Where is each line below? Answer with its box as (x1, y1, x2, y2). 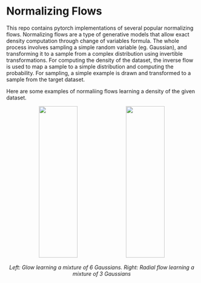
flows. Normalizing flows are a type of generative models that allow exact (6, 30, 189, 38)
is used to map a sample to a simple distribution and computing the (6, 62, 174, 70)
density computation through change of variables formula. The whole (6, 37, 180, 44)
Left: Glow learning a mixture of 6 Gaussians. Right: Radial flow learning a (8, 264, 195, 271)
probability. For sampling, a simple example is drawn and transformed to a (6, 69, 191, 76)
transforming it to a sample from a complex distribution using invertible (6, 50, 183, 57)
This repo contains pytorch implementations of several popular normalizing (6, 24, 194, 32)
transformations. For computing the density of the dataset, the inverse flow (6, 56, 194, 64)
